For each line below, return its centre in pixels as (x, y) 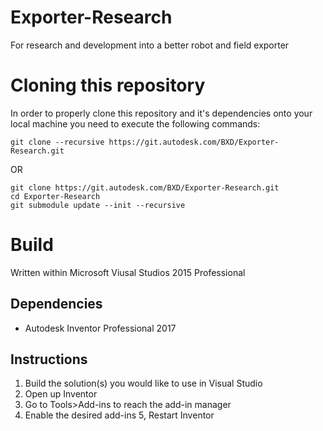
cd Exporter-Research (55, 196)
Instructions (49, 359)
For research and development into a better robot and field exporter (150, 45)
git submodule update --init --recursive (98, 205)
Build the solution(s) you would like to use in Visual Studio (143, 383)
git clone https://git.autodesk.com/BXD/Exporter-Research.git (145, 187)
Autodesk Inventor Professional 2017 (100, 328)
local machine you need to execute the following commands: (135, 123)
